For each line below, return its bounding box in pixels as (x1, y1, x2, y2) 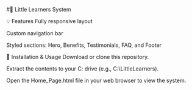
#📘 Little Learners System (6, 6, 71, 13)
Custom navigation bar (6, 30, 63, 36)
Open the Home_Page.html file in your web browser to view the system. (6, 77, 187, 84)
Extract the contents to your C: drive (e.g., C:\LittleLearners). (6, 65, 159, 72)
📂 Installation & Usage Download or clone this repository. (6, 54, 149, 60)
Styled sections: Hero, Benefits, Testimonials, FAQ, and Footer (6, 41, 162, 49)
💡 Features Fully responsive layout (6, 18, 93, 24)
